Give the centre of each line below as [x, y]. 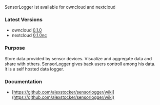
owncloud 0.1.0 [27, 30]
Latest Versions [23, 19]
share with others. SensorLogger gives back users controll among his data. [80, 64]
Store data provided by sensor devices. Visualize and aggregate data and [78, 58]
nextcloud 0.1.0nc [29, 35]
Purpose [15, 48]
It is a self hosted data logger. [34, 69]
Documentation [23, 81]
